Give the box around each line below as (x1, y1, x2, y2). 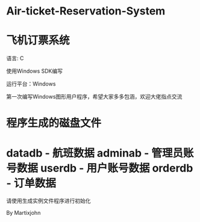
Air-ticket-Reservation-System (6, 4, 166, 18)
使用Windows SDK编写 (6, 67, 63, 75)
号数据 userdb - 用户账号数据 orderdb (6, 161, 193, 175)
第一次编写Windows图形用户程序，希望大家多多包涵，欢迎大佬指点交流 (6, 93, 183, 100)
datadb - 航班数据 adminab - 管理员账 (6, 146, 194, 160)
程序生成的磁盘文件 (6, 116, 102, 130)
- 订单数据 (6, 176, 56, 190)
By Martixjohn (6, 209, 41, 217)
